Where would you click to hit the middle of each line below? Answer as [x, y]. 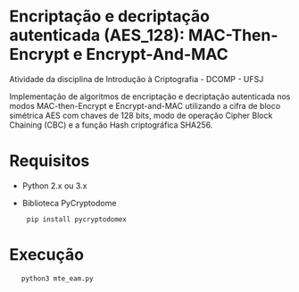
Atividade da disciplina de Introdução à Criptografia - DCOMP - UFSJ [137, 79]
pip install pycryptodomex [76, 219]
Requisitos [50, 161]
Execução [47, 255]
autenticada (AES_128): [97, 35]
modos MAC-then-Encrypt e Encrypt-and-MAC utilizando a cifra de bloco [145, 105]
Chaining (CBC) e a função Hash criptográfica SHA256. [111, 125]
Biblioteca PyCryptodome [69, 203]
